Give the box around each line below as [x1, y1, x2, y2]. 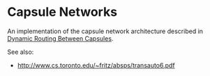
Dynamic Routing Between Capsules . [7, 34, 114, 42]
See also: [7, 48, 34, 56]
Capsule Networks [7, 4, 117, 20]
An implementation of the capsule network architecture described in [7, 27, 204, 35]
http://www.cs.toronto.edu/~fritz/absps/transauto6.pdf [17, 61, 176, 69]
